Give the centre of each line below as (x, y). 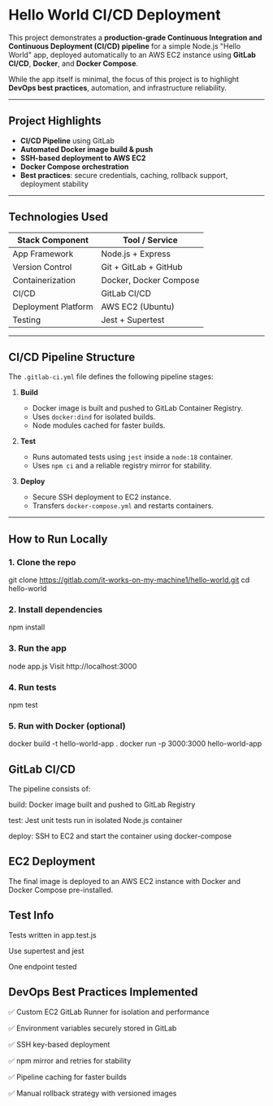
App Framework (43, 254)
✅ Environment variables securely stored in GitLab (93, 1028)
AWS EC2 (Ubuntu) (138, 307)
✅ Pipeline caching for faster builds (68, 1077)
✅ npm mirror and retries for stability (70, 1060)
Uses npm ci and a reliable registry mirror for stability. (122, 466)
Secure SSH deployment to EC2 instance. (102, 497)
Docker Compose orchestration (74, 166)
